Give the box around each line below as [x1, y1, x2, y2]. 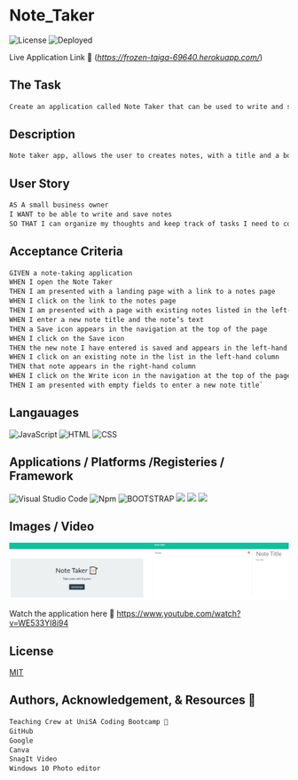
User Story [9, 176, 70, 191]
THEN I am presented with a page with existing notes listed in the [9, 306, 268, 315]
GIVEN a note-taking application [9, 268, 133, 278]
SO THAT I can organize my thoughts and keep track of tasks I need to [9, 219, 279, 228]
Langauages [9, 406, 80, 421]
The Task [9, 77, 62, 93]
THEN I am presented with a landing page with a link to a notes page [9, 288, 276, 296]
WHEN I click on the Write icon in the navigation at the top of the [9, 372, 272, 381]
